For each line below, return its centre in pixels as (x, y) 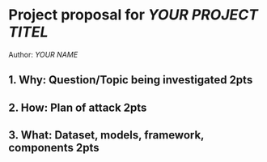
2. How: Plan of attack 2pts (78, 107)
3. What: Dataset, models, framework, (106, 135)
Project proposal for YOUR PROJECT (133, 15)
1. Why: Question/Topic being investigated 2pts (131, 80)
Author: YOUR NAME (43, 54)
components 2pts (54, 148)
